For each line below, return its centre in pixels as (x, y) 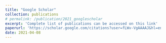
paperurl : (15, 28)
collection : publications (32, 14)
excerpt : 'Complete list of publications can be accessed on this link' (82, 23)
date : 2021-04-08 (23, 33)
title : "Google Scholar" (31, 10)
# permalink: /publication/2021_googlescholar (54, 19)
